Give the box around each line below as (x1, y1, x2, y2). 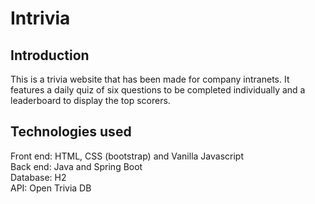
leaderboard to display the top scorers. (10, 95, 171, 106)
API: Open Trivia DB (10, 182, 92, 194)
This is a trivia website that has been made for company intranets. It (10, 73, 290, 85)
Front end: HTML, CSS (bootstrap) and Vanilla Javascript (10, 150, 244, 162)
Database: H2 (10, 171, 67, 183)
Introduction (10, 47, 90, 64)
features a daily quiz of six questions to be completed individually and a (10, 84, 306, 96)
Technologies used (10, 123, 132, 141)
